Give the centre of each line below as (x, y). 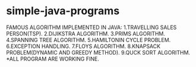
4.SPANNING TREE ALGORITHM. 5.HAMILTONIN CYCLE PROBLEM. (88, 40)
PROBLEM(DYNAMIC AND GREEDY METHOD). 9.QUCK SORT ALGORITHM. (98, 52)
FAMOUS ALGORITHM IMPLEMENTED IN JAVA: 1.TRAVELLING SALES (91, 27)
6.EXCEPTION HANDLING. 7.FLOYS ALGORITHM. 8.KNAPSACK (83, 46)
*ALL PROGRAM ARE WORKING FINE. (53, 59)
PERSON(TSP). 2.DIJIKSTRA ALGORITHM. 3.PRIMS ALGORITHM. (86, 33)
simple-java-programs (63, 11)
